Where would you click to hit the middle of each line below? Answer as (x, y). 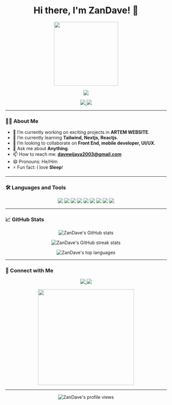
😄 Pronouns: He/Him (35, 162)
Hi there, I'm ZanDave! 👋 (86, 10)
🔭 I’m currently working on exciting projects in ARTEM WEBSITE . (81, 132)
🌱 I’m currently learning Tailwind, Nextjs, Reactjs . (65, 138)
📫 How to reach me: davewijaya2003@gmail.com (67, 154)
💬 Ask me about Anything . (41, 149)
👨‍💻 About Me (22, 121)
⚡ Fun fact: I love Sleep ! (38, 168)
